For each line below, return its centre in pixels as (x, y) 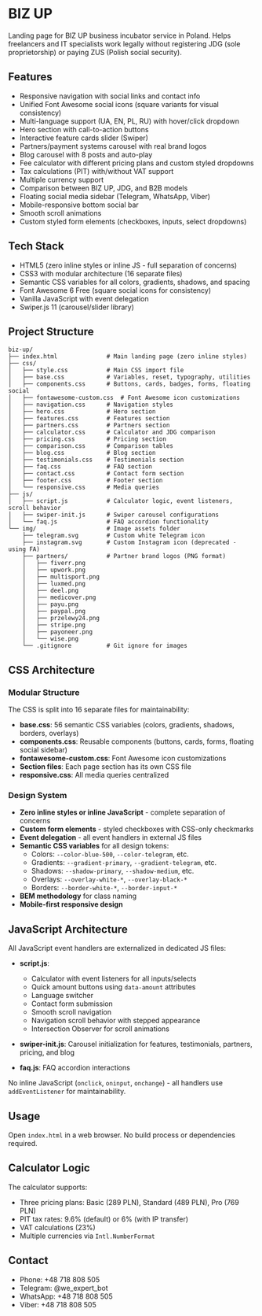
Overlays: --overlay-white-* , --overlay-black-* (109, 879)
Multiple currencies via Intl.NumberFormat (87, 1236)
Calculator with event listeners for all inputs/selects (114, 979)
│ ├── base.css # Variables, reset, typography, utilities (129, 377)
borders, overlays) (49, 734)
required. (23, 1143)
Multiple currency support (62, 179)
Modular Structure (44, 692)
